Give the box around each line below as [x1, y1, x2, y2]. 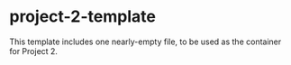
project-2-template [9, 6, 156, 27]
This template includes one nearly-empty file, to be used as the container [9, 36, 282, 47]
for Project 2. [9, 45, 59, 56]
